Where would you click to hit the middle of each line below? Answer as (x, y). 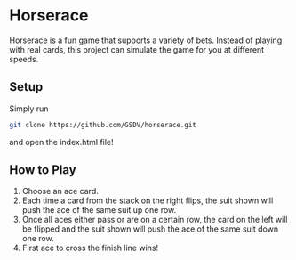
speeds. (24, 59)
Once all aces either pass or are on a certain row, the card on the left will (155, 220)
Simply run (29, 109)
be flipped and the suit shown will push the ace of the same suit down (150, 229)
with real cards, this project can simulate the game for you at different (137, 49)
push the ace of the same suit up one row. (99, 210)
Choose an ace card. (60, 191)
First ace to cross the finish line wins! (90, 248)
